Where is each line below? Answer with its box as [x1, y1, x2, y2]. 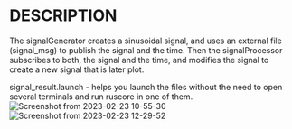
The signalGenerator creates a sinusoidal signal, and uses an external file [9, 35, 282, 46]
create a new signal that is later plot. [9, 64, 145, 75]
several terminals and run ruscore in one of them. [9, 91, 193, 102]
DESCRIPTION [9, 5, 118, 26]
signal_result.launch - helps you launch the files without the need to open [9, 81, 283, 92]
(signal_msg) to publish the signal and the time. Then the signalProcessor [9, 44, 283, 55]
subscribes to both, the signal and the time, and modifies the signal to [9, 54, 269, 65]
